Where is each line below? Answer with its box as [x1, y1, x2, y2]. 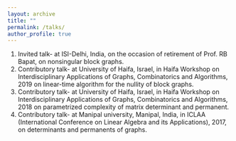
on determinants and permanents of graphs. [17, 125, 148, 134]
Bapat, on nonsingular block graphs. [17, 58, 124, 66]
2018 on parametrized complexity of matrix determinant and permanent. [17, 103, 230, 111]
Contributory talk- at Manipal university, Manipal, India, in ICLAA [17, 110, 206, 119]
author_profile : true [7, 30, 72, 38]
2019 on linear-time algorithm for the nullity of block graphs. [17, 80, 194, 89]
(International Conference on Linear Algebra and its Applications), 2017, [17, 118, 227, 127]
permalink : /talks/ [7, 23, 65, 31]
